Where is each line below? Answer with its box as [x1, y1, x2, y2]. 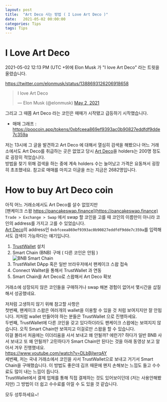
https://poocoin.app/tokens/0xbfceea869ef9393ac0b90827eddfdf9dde [12, 127, 161, 133]
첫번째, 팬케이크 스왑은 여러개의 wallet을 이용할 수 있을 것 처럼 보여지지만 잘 [5, 307, 153, 313]
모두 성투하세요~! [5, 392, 39, 398]
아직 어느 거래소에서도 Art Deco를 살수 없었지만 [5, 202, 98, 207]
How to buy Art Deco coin [5, 185, 114, 196]
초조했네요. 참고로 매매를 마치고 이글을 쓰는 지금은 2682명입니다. [10, 167, 137, 173]
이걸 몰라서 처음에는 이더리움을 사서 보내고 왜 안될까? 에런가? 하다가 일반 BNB [5, 332, 157, 338]
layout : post [5, 7, 32, 12]
